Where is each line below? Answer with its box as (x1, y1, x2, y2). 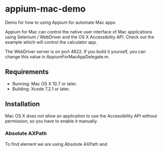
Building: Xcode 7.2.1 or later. (12, 86, 70, 92)
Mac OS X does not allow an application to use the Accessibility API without (5, 113, 157, 118)
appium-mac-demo (5, 3, 86, 15)
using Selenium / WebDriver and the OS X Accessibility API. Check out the (5, 34, 155, 40)
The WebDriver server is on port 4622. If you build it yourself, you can (5, 49, 146, 54)
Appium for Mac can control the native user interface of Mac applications (5, 29, 152, 34)
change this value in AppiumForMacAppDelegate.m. (5, 53, 110, 59)
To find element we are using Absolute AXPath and (5, 141, 107, 147)
